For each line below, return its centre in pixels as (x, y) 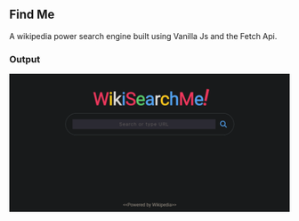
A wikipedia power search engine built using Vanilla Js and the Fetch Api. (143, 36)
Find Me (32, 15)
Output (25, 59)
